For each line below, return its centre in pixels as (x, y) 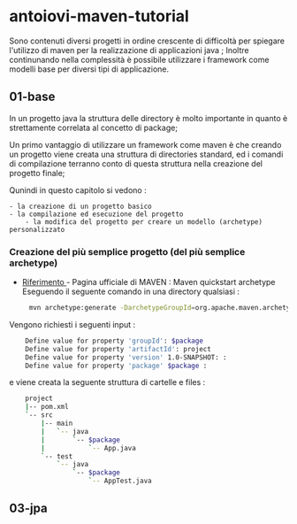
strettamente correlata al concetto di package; (94, 127)
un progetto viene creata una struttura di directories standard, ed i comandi (146, 154)
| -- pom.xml (47, 407)
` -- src (39, 415)
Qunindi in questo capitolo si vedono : (78, 190)
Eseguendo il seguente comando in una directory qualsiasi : (131, 292)
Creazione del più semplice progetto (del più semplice (127, 251)
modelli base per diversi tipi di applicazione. (89, 69)
